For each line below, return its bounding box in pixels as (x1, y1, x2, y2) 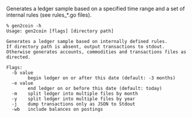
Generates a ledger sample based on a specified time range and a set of (6, 5, 185, 12)
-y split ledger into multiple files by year (11, 96, 136, 102)
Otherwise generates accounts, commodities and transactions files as (6, 49, 187, 55)
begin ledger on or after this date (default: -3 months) (28, 75, 176, 81)
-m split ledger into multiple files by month (11, 91, 138, 97)
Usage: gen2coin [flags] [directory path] (6, 28, 114, 34)
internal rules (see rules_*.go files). (6, 11, 92, 18)
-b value (11, 70, 34, 76)
